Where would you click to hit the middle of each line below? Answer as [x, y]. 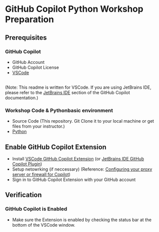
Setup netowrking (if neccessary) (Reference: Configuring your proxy [82, 169]
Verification [23, 195]
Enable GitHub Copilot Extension [56, 147]
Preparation [30, 19]
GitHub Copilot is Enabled [36, 209]
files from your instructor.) [38, 127]
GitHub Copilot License [35, 67]
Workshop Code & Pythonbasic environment [59, 110]
